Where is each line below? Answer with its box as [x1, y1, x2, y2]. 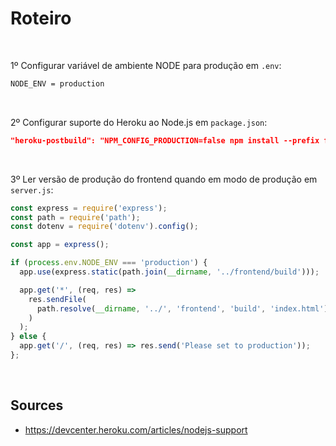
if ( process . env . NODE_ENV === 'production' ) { [10, 258, 208, 268]
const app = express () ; [10, 240, 110, 250]
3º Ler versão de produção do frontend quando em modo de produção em [10, 173, 318, 185]
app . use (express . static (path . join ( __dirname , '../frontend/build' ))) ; [19, 267, 320, 277]
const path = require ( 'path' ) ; [10, 212, 141, 222]
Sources [10, 397, 64, 414]
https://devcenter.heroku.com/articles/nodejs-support [24, 423, 248, 436]
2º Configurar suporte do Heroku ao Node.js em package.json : [10, 116, 268, 128]
